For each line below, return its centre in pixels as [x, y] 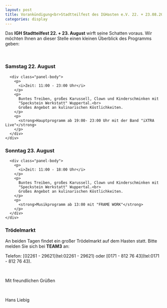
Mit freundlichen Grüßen [30, 281]
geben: [12, 44]
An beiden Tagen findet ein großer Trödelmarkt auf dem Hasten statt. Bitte [81, 241]
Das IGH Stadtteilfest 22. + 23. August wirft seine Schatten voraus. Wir [79, 33]
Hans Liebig [17, 300]
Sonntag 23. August [30, 150]
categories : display [27, 19]
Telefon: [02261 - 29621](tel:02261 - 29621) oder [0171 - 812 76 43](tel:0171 [83, 256]
